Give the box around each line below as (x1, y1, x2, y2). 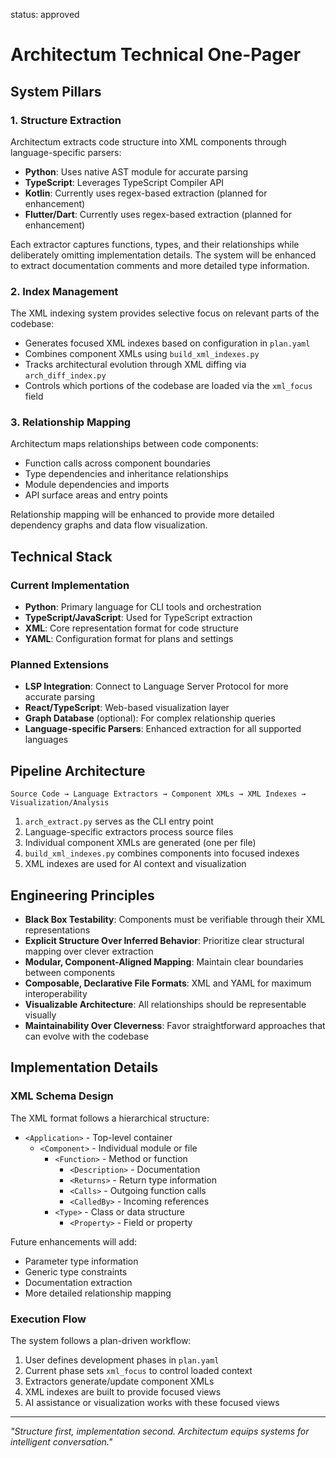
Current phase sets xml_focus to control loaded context (24, 1365, 253, 1377)
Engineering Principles (10, 887, 155, 904)
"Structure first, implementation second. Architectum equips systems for (10, 1425, 310, 1438)
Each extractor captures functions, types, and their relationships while (10, 238, 300, 250)
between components (24, 967, 116, 979)
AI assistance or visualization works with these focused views (24, 1397, 280, 1409)
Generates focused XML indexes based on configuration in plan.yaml (24, 337, 311, 349)
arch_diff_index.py (24, 371, 107, 381)
